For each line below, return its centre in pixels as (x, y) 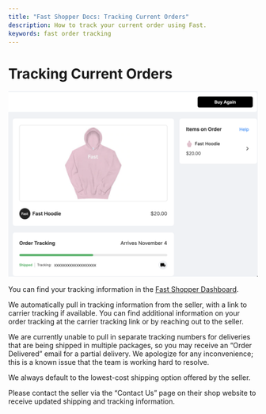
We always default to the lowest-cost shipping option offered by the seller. (129, 378)
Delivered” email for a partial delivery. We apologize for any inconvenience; (131, 354)
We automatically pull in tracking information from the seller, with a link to (128, 305)
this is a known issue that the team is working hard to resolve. (109, 362)
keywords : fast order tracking (60, 33)
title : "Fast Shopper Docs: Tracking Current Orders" (99, 17)
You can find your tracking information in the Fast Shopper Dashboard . (123, 289)
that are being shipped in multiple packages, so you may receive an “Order (130, 346)
